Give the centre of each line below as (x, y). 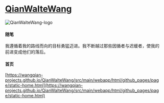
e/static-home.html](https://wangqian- (44, 86)
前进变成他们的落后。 (26, 52)
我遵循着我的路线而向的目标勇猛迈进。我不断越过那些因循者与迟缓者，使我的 (82, 46)
